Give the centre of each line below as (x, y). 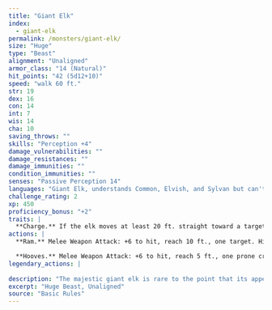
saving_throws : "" (39, 136)
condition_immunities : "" (52, 174)
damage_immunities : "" (47, 167)
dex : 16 (21, 99)
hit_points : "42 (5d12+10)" (56, 76)
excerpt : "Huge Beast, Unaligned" (67, 287)
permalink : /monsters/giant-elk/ (65, 38)
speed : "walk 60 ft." (45, 83)
